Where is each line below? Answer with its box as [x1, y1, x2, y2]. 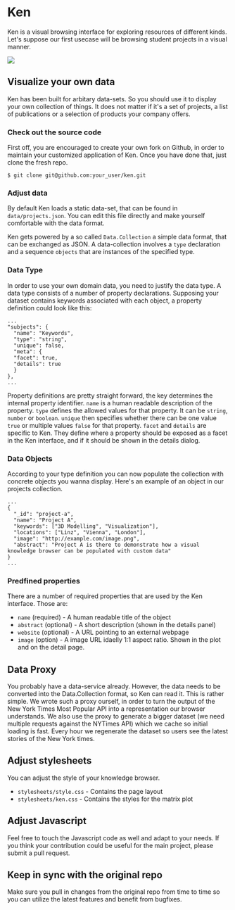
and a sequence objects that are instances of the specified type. [7, 248, 195, 256]
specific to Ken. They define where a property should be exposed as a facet [7, 429, 228, 437]
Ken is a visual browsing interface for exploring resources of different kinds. [7, 27, 227, 36]
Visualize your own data [7, 76, 115, 88]
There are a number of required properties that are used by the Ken [7, 592, 203, 600]
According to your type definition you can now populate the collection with [7, 469, 224, 478]
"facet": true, [13, 354, 58, 361]
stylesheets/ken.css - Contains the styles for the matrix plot [17, 795, 193, 803]
